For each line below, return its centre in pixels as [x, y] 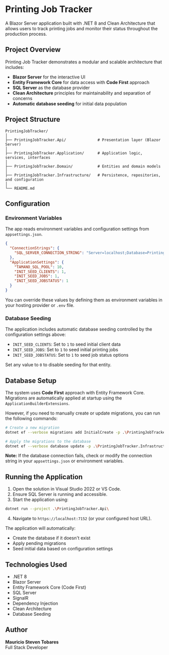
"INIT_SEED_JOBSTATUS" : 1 [41, 281]
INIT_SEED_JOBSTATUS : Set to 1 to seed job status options [70, 355]
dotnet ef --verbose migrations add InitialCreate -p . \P [67, 432]
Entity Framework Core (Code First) [49, 587]
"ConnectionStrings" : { [34, 248]
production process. [26, 34]
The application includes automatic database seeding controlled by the [79, 329]
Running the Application [44, 477]
